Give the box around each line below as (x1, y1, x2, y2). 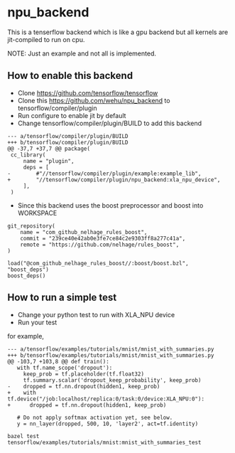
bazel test (7, 432, 40, 439)
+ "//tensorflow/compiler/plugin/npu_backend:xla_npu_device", (7, 176, 221, 183)
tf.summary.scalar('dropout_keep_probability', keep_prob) (23, 376, 202, 384)
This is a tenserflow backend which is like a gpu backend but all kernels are (7, 28, 229, 36)
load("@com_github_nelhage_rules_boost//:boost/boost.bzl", (7, 260, 190, 267)
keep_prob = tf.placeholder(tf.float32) (23, 371, 144, 378)
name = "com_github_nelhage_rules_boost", (20, 228, 148, 235)
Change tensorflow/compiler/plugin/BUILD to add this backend (17, 119, 202, 127)
